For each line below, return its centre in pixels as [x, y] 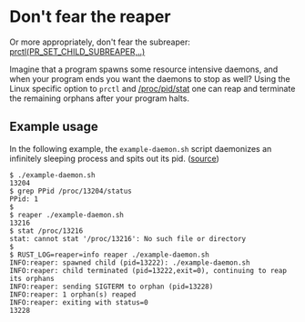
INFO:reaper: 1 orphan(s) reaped [73, 294]
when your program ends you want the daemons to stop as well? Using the [150, 78]
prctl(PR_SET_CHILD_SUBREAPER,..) [77, 51]
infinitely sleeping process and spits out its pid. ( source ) [115, 158]
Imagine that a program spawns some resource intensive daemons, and [144, 69]
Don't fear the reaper [90, 17]
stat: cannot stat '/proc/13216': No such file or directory [128, 238]
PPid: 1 [24, 199]
